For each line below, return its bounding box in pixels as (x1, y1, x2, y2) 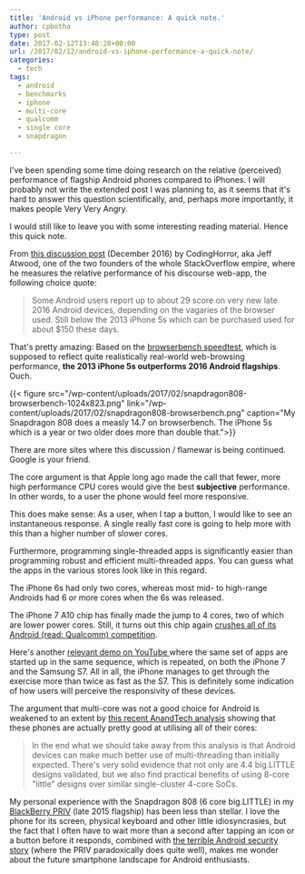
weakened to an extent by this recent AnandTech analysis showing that (9, 712, 276, 723)
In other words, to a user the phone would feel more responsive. (9, 490, 250, 501)
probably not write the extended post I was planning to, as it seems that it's (9, 184, 291, 195)
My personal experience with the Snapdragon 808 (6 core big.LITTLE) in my (9, 796, 295, 807)
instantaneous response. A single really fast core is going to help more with (9, 517, 291, 528)
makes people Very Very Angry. (9, 203, 129, 214)
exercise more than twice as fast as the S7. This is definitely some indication (9, 675, 294, 687)
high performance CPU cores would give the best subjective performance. (9, 481, 290, 492)
